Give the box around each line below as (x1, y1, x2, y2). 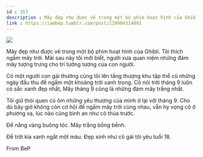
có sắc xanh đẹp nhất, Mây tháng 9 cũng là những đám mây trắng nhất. (6, 85, 184, 92)
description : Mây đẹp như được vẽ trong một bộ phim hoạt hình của (6, 14, 182, 21)
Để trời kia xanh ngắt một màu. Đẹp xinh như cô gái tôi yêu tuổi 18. (6, 133, 171, 141)
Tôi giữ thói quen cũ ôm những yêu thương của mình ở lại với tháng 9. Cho (6, 97, 190, 104)
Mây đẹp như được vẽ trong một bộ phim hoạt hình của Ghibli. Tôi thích (6, 48, 183, 55)
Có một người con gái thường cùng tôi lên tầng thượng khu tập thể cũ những (6, 72, 196, 80)
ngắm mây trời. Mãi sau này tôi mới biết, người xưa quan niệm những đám (6, 54, 189, 62)
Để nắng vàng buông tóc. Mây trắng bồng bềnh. (6, 121, 126, 129)
